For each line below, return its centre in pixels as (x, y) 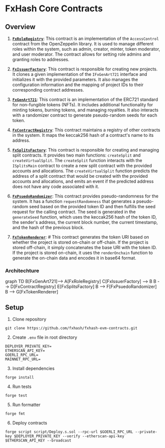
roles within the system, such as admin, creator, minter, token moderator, (86, 49)
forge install (20, 378)
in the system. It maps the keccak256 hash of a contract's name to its (83, 135)
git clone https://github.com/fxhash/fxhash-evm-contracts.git (71, 328)
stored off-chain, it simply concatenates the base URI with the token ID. (84, 247)
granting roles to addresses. (41, 59)
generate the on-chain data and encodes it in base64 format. (74, 258)
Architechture (22, 270)
